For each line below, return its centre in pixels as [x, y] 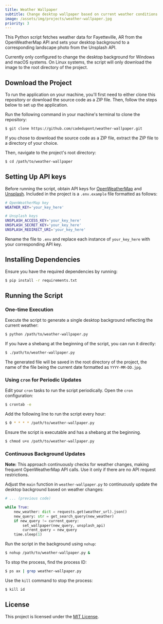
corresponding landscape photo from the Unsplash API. [61, 47]
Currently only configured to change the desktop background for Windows [80, 57]
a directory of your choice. [32, 143]
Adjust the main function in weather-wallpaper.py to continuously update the [81, 484]
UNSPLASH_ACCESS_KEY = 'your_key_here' [43, 221]
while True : [17, 507]
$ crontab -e [18, 405]
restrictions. [17, 475]
